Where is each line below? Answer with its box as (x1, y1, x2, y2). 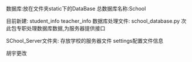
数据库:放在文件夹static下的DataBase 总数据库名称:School (6, 5, 146, 12)
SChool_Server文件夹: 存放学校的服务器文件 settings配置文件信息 (6, 37, 163, 44)
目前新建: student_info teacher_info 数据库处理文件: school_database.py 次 (6, 18, 187, 25)
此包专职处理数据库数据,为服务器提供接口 (6, 25, 106, 32)
